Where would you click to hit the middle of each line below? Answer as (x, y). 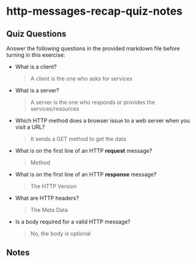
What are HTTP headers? (47, 198)
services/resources (55, 109)
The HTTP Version (54, 186)
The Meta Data (49, 210)
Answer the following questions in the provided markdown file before (93, 48)
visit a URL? (30, 127)
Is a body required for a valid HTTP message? (73, 222)
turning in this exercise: (36, 55)
